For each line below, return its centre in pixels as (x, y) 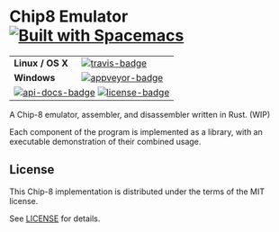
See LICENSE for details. (55, 219)
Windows (35, 77)
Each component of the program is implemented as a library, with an (136, 131)
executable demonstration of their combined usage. (105, 141)
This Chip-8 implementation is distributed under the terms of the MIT (137, 192)
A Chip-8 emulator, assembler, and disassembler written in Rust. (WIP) (140, 114)
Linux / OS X (41, 63)
